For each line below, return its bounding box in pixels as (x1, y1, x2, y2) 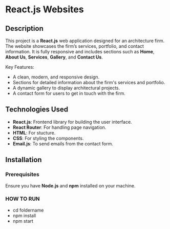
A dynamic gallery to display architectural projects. (12, 85, 120, 91)
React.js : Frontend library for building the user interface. (12, 119, 132, 125)
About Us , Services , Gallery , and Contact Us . (5, 54, 103, 60)
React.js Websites (5, 4, 84, 15)
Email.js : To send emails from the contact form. (12, 140, 114, 147)
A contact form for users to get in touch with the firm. (12, 90, 125, 96)
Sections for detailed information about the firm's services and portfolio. (12, 80, 165, 85)
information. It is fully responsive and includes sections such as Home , (5, 49, 155, 54)
